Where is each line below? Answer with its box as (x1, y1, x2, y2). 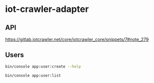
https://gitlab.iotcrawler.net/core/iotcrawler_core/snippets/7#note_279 (5, 36, 149, 42)
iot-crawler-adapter (5, 3, 89, 15)
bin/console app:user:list (5, 73, 61, 78)
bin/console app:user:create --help (5, 64, 81, 69)
